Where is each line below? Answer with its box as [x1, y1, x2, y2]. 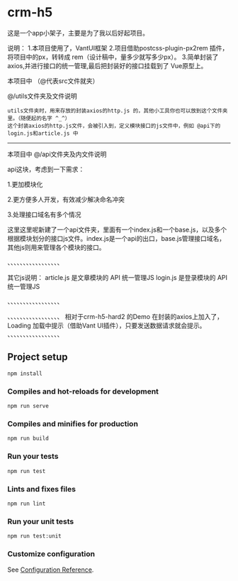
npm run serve [7, 403, 50, 410]
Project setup [7, 351, 69, 363]
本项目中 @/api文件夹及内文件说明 [7, 150, 107, 158]
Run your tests [7, 452, 59, 462]
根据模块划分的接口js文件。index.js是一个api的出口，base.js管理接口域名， [7, 234, 226, 242]
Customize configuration [7, 549, 96, 559]
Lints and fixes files [7, 484, 76, 494]
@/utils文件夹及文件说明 [7, 92, 78, 100]
